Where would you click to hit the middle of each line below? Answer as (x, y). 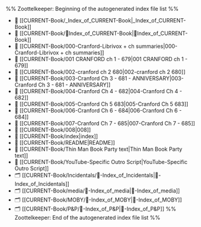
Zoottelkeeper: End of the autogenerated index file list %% (87, 218)
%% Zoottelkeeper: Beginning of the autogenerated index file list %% (92, 9)
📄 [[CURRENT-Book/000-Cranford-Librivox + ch (75, 46)
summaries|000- (157, 46)
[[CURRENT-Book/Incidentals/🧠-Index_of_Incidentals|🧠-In (91, 175)
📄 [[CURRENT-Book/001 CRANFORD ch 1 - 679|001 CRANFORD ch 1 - (101, 59)
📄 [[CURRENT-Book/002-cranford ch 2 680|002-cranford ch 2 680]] (100, 72)
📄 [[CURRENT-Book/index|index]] (56, 136)
